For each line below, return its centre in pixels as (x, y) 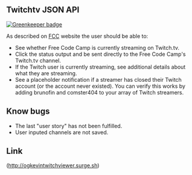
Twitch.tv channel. (38, 60)
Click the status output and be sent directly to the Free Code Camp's (100, 54)
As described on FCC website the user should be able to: (77, 36)
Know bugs (28, 112)
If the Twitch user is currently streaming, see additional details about (100, 67)
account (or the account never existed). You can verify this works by (100, 86)
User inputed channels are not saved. (62, 132)
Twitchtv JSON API (43, 10)
